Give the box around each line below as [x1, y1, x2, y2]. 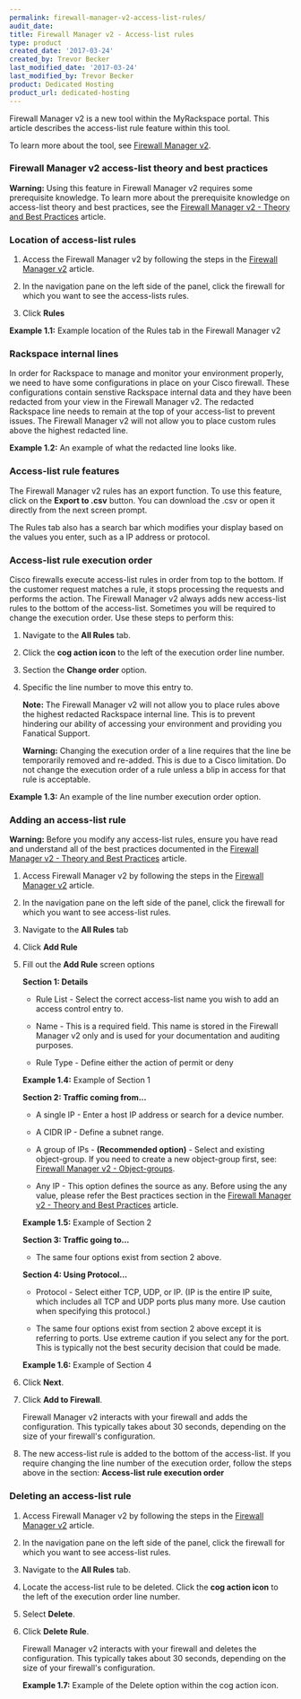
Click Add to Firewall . [21, 1395, 103, 1406]
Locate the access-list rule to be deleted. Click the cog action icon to [21, 1581, 279, 1592]
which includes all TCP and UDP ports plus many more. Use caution [35, 1296, 287, 1307]
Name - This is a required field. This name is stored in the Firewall [35, 1020, 279, 1032]
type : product [9, 38, 63, 48]
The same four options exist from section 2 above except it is [35, 1323, 262, 1334]
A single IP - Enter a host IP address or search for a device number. [35, 1109, 285, 1120]
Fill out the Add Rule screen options [21, 959, 155, 970]
